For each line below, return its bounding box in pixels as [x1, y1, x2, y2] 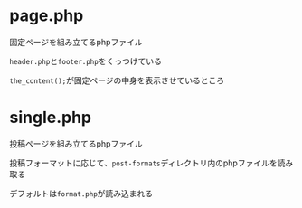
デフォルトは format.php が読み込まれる [9, 187, 154, 199]
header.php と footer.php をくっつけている [9, 55, 163, 66]
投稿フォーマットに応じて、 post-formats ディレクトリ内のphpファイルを [9, 157, 278, 168]
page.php [9, 5, 84, 26]
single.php [9, 108, 92, 128]
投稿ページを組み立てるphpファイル [9, 137, 143, 149]
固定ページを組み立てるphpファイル [9, 36, 143, 47]
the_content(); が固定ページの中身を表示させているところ [9, 74, 224, 86]
